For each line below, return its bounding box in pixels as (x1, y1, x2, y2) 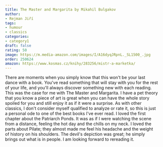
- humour (5, 25, 23, 30)
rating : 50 (5, 48, 27, 52)
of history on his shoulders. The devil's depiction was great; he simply (5, 131, 146, 137)
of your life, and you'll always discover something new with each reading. (5, 85, 152, 91)
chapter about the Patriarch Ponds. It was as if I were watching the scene (5, 116, 152, 122)
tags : (5, 20, 16, 26)
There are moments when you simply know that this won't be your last (5, 75, 146, 81)
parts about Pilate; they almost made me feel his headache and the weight (5, 126, 153, 132)
